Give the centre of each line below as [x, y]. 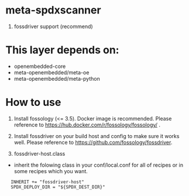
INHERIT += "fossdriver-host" [47, 182]
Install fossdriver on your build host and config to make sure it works [97, 136]
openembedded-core [40, 66]
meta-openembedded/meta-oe [51, 72]
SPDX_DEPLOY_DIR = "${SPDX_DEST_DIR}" [58, 187]
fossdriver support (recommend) [53, 26]
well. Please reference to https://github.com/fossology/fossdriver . [93, 142]
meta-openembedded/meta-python [57, 78]
